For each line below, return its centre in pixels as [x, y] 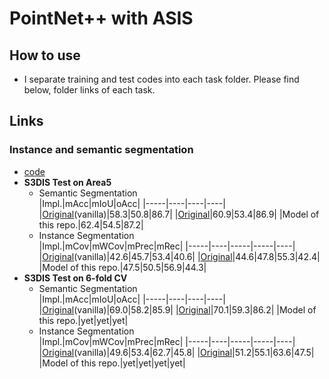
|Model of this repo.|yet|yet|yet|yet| [112, 363]
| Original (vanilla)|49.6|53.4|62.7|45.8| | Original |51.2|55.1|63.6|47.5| [176, 352]
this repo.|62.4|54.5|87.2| [91, 224]
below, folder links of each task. [89, 90]
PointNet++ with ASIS [101, 18]
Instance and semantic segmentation [101, 150]
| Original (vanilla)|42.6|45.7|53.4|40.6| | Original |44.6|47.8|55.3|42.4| [179, 256]
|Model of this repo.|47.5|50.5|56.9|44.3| [122, 267]
